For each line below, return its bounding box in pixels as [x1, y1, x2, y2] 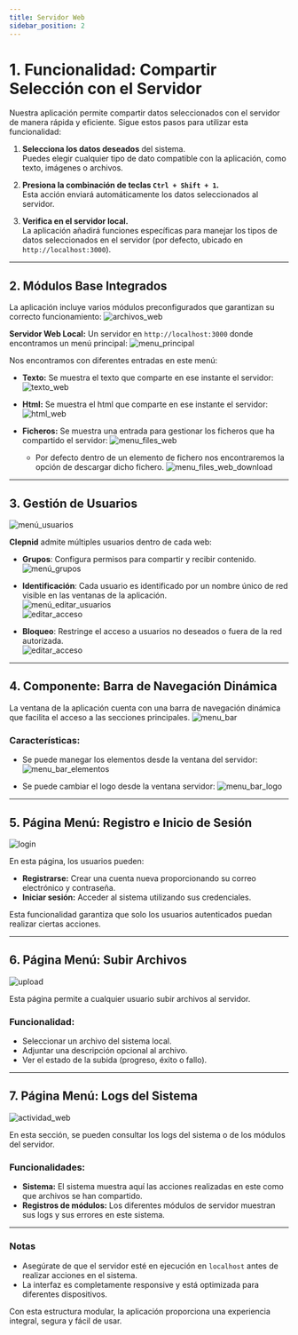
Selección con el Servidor [9, 78, 202, 99]
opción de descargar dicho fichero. [35, 462, 165, 473]
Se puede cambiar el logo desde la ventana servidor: [21, 781, 216, 791]
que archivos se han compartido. [21, 1191, 144, 1202]
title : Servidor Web [9, 12, 86, 22]
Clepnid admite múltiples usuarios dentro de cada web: [9, 536, 213, 547]
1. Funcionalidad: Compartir [9, 60, 217, 80]
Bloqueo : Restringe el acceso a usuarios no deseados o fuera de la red [21, 626, 282, 637]
